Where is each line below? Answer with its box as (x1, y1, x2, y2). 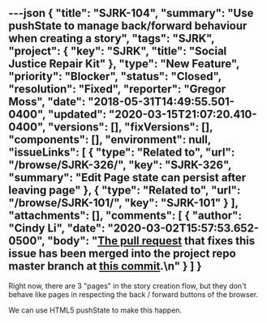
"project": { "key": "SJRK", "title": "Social (8, 45, 227, 58)
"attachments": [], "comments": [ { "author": (8, 209, 242, 223)
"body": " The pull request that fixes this (47, 234, 256, 248)
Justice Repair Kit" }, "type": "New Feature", (8, 57, 240, 71)
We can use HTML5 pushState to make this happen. (8, 305, 183, 315)
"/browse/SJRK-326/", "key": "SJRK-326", (8, 158, 232, 172)
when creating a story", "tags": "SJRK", (8, 32, 215, 45)
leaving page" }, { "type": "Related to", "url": (8, 184, 241, 198)
